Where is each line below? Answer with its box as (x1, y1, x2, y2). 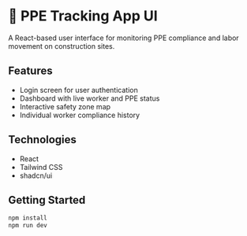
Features (8, 65, 53, 78)
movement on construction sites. (8, 41, 115, 50)
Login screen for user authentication (19, 85, 138, 94)
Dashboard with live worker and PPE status (19, 94, 160, 103)
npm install (8, 214, 47, 223)
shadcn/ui (19, 171, 53, 180)
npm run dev (8, 222, 47, 230)
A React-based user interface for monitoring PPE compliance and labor (8, 33, 239, 42)
